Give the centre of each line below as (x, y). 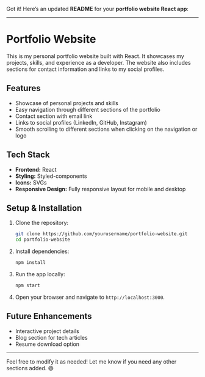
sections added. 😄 (30, 368)
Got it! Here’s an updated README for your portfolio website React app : (98, 9)
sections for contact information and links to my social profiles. (85, 69)
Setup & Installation (44, 208)
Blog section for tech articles (51, 337)
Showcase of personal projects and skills (67, 103)
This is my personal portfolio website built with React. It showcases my (95, 56)
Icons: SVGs (31, 182)
